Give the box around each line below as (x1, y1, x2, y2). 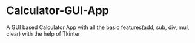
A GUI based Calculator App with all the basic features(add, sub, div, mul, (6, 24, 190, 31)
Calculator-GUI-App (6, 4, 109, 18)
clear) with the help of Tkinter (6, 30, 81, 37)
